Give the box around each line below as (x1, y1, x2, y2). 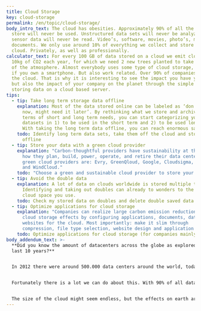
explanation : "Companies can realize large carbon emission (17, 209, 170, 215)
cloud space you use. (22, 192, 77, 198)
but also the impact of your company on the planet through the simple (11, 81, 194, 87)
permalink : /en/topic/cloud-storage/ (6, 20, 100, 26)
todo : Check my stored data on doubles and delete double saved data (17, 198, 194, 204)
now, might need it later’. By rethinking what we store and (22, 109, 178, 115)
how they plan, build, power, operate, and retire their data (22, 153, 181, 159)
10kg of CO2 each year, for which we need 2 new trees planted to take (11, 59, 194, 65)
